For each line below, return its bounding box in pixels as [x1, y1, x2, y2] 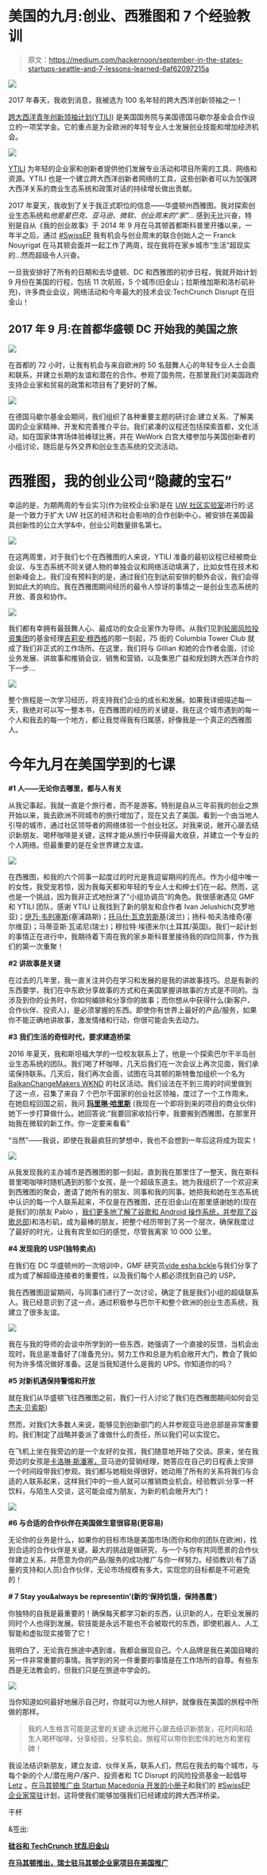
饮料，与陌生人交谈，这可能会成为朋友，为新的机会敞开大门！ [8, 1486, 211, 1496]
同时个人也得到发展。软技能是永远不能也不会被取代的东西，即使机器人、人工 [8, 1618, 259, 1628]
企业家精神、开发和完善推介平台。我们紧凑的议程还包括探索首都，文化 [21, 421, 252, 431]
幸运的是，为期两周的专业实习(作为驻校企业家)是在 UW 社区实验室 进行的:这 [8, 500, 254, 510]
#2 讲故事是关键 [8, 958, 61, 968]
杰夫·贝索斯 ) [8, 1403, 48, 1412]
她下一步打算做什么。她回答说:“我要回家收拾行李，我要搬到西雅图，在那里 [8, 1108, 250, 1118]
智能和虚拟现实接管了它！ [8, 1628, 92, 1638]
